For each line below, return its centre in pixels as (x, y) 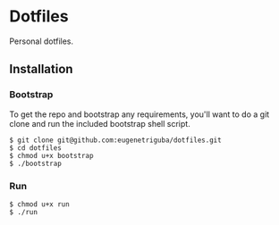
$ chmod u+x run (39, 204)
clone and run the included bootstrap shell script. (100, 123)
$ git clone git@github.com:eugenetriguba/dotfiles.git (115, 140)
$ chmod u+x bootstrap (51, 155)
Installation (41, 69)
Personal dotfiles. (42, 41)
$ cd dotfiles (36, 148)
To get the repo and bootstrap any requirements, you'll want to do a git (139, 114)
